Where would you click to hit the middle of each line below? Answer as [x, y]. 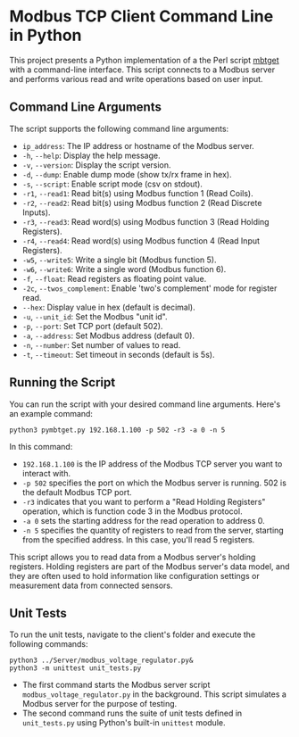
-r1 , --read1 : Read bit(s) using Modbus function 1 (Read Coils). [138, 193]
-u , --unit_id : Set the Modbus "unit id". [95, 316]
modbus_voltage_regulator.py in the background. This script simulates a [154, 694]
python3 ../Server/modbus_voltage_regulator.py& [101, 661]
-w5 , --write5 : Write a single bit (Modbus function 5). [119, 260]
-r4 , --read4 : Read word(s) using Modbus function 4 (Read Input [141, 240]
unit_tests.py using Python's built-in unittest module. [124, 723]
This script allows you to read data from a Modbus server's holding [133, 557]
